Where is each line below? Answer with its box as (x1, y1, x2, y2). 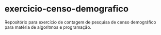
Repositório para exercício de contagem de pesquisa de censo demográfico (4, 19, 156, 25)
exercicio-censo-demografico (4, 3, 129, 14)
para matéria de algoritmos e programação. (4, 24, 92, 30)
